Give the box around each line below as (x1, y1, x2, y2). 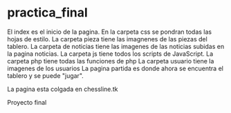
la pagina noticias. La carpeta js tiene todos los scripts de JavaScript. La (7, 50, 214, 58)
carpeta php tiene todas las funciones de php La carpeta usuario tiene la (7, 56, 214, 65)
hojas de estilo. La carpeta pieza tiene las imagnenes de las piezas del (7, 34, 207, 43)
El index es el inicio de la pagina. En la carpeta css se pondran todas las (7, 28, 212, 36)
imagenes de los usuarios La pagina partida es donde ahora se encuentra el (7, 64, 223, 72)
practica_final (7, 5, 88, 21)
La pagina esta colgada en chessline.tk (7, 85, 119, 93)
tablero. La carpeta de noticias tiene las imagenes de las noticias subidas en (7, 42, 225, 50)
